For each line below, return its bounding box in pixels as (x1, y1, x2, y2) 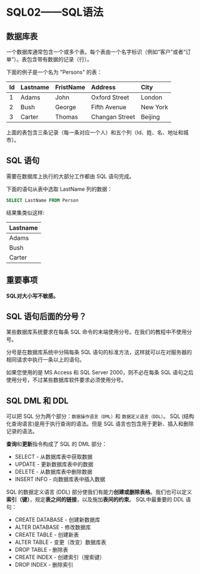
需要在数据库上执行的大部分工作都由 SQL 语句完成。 (6, 172, 135, 180)
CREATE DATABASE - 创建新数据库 (14, 516, 100, 524)
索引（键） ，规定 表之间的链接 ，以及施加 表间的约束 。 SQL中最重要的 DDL (6, 496, 184, 503)
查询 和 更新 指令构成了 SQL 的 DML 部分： (6, 440, 107, 447)
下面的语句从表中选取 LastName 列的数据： (6, 185, 113, 193)
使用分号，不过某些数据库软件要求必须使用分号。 (6, 376, 127, 384)
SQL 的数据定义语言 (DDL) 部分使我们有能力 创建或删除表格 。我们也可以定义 (6, 488, 192, 495)
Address (91, 83, 116, 91)
